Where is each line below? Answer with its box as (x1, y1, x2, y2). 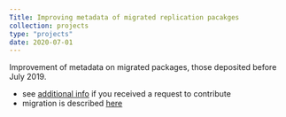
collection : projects (9, 21, 89, 30)
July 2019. (9, 72, 47, 82)
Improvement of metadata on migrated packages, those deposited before (9, 62, 277, 73)
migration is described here (21, 98, 123, 109)
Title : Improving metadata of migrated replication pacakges (9, 12, 240, 22)
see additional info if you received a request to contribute (21, 89, 232, 99)
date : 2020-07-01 (9, 37, 73, 47)
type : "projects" (9, 29, 73, 38)
